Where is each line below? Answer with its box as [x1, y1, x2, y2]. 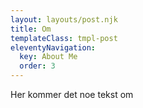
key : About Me [19, 52, 78, 62]
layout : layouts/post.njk [10, 14, 118, 25]
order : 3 [19, 61, 56, 71]
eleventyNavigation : [10, 42, 97, 53]
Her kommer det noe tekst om [10, 89, 134, 100]
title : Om [10, 24, 52, 34]
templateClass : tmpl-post [10, 33, 118, 43]
